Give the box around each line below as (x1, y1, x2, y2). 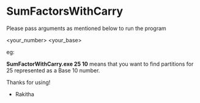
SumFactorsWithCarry (6, 4, 124, 18)
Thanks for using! (6, 78, 51, 86)
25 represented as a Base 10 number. (6, 66, 100, 74)
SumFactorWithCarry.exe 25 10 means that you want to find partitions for (6, 60, 194, 67)
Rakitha (15, 90, 35, 97)
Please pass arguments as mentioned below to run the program (6, 25, 166, 32)
